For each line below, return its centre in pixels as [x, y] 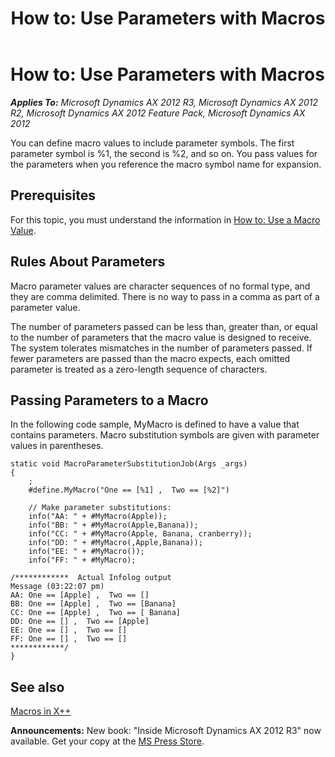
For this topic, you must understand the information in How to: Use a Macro [165, 219]
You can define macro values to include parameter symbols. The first [152, 143]
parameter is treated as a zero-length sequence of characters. [139, 369]
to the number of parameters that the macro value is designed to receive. [161, 337]
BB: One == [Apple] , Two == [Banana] [93, 604]
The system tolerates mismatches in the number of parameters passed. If [161, 348]
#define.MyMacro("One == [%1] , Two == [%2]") [129, 490]
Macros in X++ [41, 711]
